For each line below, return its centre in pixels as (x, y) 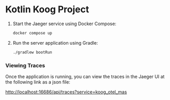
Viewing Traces (25, 65)
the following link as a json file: (38, 82)
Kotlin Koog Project (47, 9)
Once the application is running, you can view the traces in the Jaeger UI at (85, 76)
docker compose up (32, 33)
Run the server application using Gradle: (55, 43)
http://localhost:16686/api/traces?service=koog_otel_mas (66, 92)
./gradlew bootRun (32, 52)
